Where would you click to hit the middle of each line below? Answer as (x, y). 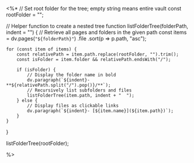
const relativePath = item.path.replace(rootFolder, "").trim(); (98, 55)
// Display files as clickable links (73, 106)
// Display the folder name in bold (72, 75)
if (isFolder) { (37, 70)
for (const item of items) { (41, 49)
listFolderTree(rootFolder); (37, 143)
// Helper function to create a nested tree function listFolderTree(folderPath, (97, 26)
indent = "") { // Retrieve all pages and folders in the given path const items (96, 32)
